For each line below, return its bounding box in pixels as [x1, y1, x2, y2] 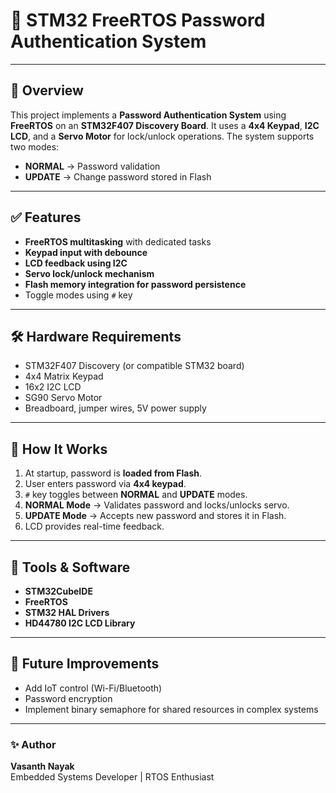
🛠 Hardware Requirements [10, 328, 182, 345]
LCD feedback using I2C [24, 257, 128, 269]
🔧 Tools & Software [10, 559, 131, 576]
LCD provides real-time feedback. [24, 520, 165, 533]
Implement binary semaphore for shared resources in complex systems [24, 703, 319, 715]
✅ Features [10, 209, 82, 226]
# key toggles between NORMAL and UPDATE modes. [24, 489, 248, 501]
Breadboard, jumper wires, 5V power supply [24, 402, 207, 414]
